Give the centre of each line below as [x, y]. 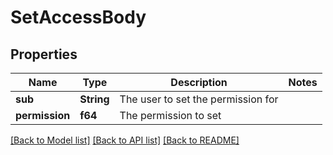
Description [199, 82]
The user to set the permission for [199, 99]
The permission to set [170, 115]
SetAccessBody [78, 17]
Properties [44, 54]
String [94, 99]
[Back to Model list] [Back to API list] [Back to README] [125, 140]
